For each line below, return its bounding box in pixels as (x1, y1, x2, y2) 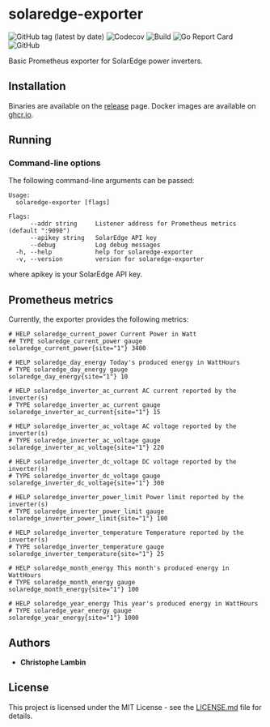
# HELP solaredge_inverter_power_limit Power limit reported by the (8, 494, 244, 502)
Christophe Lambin (19, 657, 86, 667)
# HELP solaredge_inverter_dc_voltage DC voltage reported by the (8, 458, 237, 466)
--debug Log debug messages (29, 241, 161, 250)
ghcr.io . (8, 109, 34, 119)
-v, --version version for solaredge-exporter (15, 255, 205, 263)
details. (8, 711, 33, 721)
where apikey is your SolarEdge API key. (8, 269, 143, 280)
